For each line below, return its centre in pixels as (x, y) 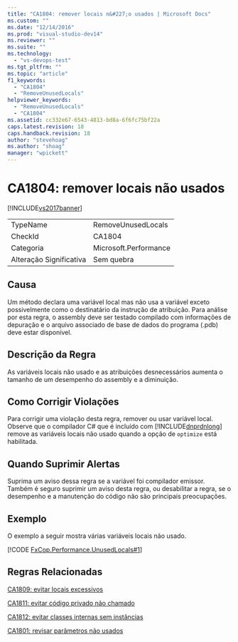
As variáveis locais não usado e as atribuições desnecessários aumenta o (115, 372)
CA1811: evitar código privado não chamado (71, 603)
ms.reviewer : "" (31, 41)
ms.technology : (30, 54)
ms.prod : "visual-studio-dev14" (55, 34)
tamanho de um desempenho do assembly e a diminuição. (93, 379)
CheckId (25, 236)
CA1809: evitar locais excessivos (55, 589)
